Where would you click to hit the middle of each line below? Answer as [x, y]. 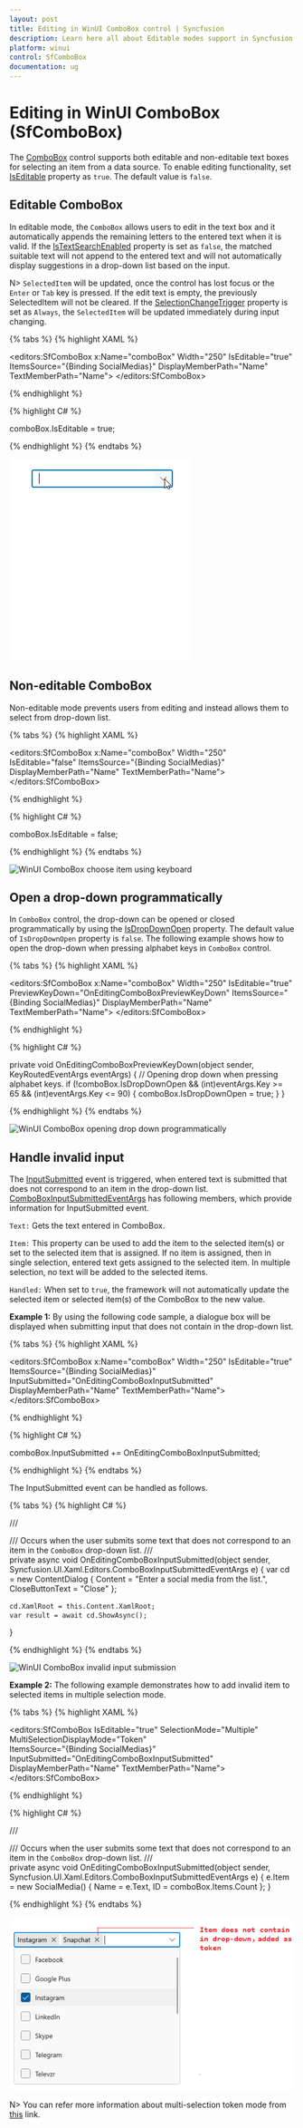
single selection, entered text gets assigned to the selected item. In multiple [150, 1262]
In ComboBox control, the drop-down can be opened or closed [122, 919]
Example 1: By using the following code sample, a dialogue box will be [140, 1317]
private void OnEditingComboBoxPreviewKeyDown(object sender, [132, 1065]
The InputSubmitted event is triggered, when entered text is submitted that [148, 1179]
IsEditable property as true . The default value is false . [111, 176]
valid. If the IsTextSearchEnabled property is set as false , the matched [141, 246]
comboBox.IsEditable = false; [64, 834]
